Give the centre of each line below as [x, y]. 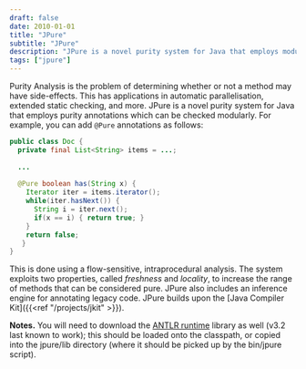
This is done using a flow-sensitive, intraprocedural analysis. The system [146, 269]
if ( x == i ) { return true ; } [89, 218]
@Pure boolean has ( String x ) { [77, 184]
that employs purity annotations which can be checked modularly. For [140, 115]
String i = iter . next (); [81, 210]
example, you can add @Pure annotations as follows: [107, 125]
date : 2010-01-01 [42, 26]
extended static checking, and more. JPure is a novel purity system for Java [152, 105]
